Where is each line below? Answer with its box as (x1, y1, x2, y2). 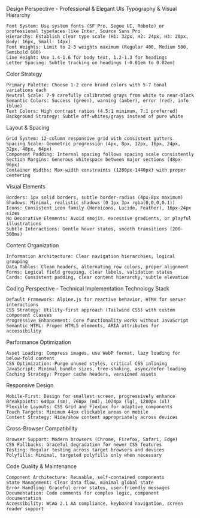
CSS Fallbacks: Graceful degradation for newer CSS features (6, 442, 162, 448)
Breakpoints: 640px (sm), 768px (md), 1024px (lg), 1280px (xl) (6, 399, 170, 405)
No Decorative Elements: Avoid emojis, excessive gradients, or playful (6, 215, 192, 221)
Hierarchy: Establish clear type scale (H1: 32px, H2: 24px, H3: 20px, (6, 34, 189, 40)
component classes (6, 312, 52, 318)
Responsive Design (6, 382, 54, 389)
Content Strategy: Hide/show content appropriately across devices (6, 414, 178, 420)
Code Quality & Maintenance (6, 463, 77, 470)
